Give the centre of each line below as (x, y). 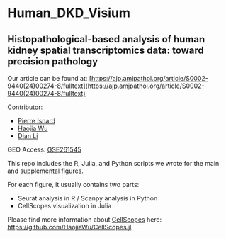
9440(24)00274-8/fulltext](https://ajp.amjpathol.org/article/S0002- (106, 86)
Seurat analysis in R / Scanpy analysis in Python (87, 198)
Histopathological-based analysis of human (106, 39)
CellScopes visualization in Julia (64, 206)
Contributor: (25, 107)
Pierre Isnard (36, 121)
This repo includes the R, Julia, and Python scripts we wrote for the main (113, 163)
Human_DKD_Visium (69, 13)
